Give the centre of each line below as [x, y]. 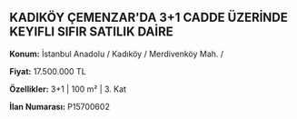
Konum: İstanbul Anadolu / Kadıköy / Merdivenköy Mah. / [117, 54]
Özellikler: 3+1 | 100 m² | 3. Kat [68, 89]
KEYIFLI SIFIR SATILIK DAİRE [92, 32]
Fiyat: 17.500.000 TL [48, 71]
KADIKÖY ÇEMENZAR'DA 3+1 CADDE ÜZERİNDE [149, 18]
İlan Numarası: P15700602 [60, 106]
